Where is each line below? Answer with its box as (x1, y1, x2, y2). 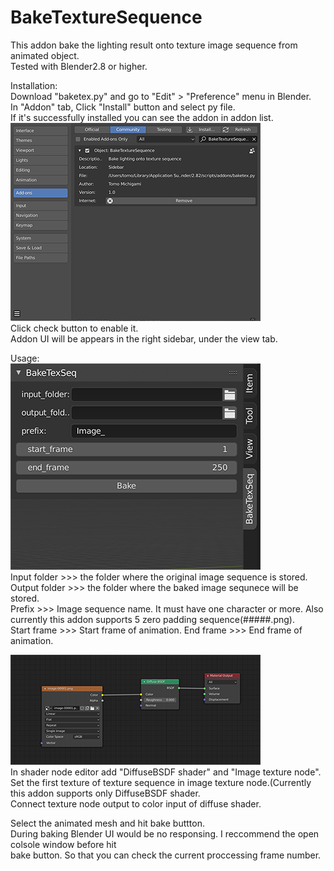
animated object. (10, 49, 80, 61)
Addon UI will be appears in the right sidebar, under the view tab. (10, 332, 278, 345)
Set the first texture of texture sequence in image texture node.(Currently (10, 776, 312, 788)
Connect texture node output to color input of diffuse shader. (10, 797, 262, 810)
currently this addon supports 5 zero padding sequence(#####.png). (10, 613, 295, 625)
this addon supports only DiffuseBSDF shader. (10, 787, 201, 799)
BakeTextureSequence (10, 6, 203, 29)
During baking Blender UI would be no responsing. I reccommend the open (10, 827, 320, 840)
